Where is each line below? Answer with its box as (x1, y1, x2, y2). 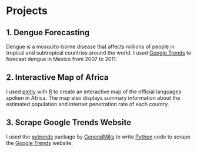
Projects (6, 4, 48, 18)
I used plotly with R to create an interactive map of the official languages (6, 88, 182, 95)
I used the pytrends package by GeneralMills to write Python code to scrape (6, 133, 191, 140)
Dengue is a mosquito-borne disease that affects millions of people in (6, 43, 175, 50)
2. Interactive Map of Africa (6, 72, 109, 83)
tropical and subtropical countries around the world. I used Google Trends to (6, 49, 192, 56)
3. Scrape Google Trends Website (6, 117, 132, 127)
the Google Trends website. (6, 139, 74, 146)
